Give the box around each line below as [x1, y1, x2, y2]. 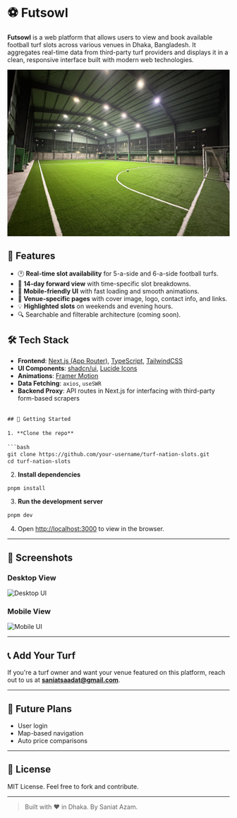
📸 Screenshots [7, 551, 73, 563]
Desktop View [7, 573, 56, 582]
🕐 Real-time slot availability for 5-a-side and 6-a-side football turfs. [17, 269, 219, 278]
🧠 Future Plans [7, 702, 73, 715]
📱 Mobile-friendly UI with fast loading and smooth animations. [17, 286, 200, 295]
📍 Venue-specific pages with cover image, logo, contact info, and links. [17, 294, 228, 303]
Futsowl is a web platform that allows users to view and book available [7, 32, 213, 42]
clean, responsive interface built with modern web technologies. [7, 55, 194, 63]
